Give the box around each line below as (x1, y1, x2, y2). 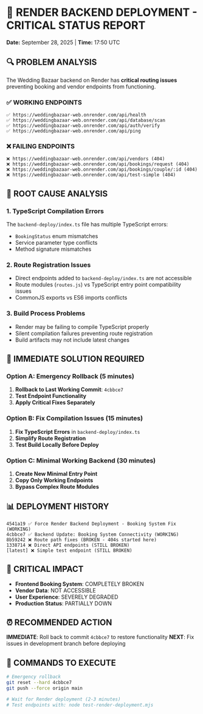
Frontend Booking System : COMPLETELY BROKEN (15, 580, 144, 588)
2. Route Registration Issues (6, 261, 91, 269)
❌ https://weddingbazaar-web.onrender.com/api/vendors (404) (6, 156, 165, 162)
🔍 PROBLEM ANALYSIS (6, 57, 97, 68)
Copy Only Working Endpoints (15, 476, 94, 484)
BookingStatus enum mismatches (15, 233, 98, 240)
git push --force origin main (6, 685, 83, 691)
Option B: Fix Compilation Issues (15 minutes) (6, 414, 143, 423)
